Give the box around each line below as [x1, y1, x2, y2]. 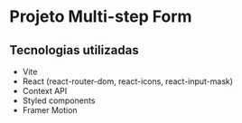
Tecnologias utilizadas [9, 43, 139, 58]
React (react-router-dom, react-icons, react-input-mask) [22, 76, 233, 87]
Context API [22, 86, 68, 96]
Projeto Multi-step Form [9, 6, 192, 27]
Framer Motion [22, 105, 79, 115]
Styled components [22, 95, 96, 106]
